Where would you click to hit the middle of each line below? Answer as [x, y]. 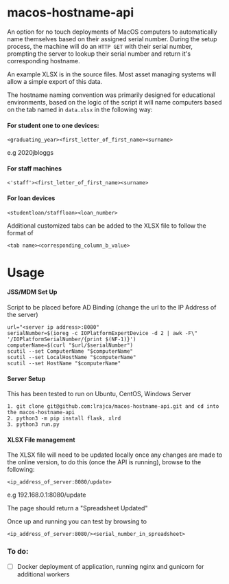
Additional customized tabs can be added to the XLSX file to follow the [107, 226]
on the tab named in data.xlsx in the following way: [80, 109]
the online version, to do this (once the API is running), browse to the [104, 462]
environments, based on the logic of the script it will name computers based [114, 102]
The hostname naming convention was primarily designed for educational [111, 95]
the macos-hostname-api [41, 413]
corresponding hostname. [44, 61]
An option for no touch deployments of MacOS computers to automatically [112, 32]
